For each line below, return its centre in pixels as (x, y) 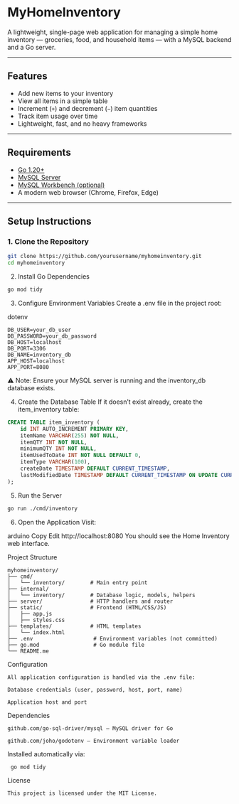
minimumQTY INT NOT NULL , (59, 449)
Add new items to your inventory (65, 93)
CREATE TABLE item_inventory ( (54, 422)
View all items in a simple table (63, 101)
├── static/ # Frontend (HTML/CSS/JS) (87, 607)
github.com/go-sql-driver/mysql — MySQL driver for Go (90, 728)
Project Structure (32, 557)
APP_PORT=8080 (28, 367)
